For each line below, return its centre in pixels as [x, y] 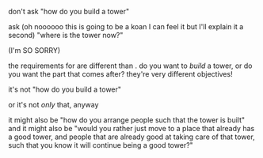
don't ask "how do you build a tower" [69, 11]
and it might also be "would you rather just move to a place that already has [131, 128]
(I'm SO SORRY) [34, 50]
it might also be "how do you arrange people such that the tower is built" [127, 120]
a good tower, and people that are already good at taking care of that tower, [131, 137]
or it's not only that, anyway [53, 105]
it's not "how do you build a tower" [65, 89]
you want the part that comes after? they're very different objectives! [120, 74]
